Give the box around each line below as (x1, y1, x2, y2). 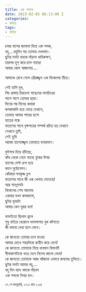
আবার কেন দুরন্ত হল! (5, 204, 33, 209)
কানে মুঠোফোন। (5, 165, 28, 171)
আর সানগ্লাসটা (5, 182, 23, 187)
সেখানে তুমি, (5, 128, 22, 134)
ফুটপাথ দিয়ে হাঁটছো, (5, 149, 32, 155)
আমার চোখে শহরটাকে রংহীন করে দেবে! (5, 239, 58, 245)
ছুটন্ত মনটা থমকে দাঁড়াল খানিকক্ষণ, (5, 54, 52, 60)
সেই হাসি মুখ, (5, 85, 24, 90)
